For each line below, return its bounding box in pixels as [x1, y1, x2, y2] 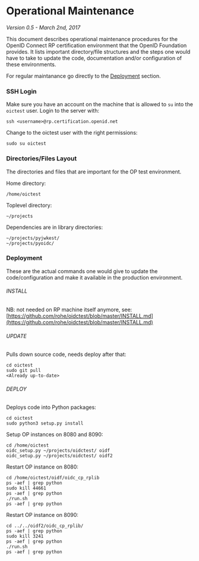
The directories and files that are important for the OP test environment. [6, 168, 182, 175]
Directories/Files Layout [6, 154, 77, 163]
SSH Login [6, 87, 37, 95]
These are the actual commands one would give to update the [6, 267, 158, 275]
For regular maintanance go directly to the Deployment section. [6, 72, 161, 79]
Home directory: [6, 179, 46, 187]
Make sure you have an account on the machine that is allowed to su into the [6, 101, 193, 108]
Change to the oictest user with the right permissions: [6, 129, 138, 137]
